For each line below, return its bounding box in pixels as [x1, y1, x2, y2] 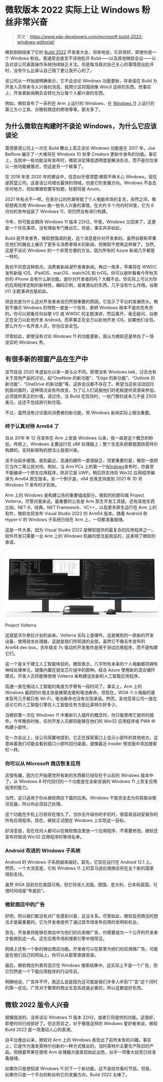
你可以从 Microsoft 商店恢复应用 [5, 760, 81, 767]
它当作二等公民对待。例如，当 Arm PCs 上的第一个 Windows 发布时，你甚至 [5, 463, 154, 469]
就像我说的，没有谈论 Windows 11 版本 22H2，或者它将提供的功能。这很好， [5, 1014, 158, 1020]
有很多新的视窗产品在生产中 [5, 355, 88, 363]
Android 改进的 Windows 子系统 [5, 847, 81, 854]
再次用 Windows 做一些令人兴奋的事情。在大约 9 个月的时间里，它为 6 [13, 202, 154, 208]
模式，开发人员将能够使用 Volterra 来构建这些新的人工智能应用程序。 [5, 673, 143, 679]
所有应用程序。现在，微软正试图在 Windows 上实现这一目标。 [5, 817, 128, 823]
